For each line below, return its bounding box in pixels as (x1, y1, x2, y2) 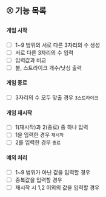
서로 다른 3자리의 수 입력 (15, 49, 74, 56)
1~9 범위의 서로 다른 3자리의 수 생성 (15, 41, 101, 49)
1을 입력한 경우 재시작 (15, 131, 64, 139)
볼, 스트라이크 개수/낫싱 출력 (15, 64, 82, 71)
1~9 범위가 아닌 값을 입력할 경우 (15, 168, 91, 176)
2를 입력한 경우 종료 (15, 139, 61, 146)
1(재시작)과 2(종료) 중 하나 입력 (15, 123, 88, 131)
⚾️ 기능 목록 (6, 5, 47, 16)
